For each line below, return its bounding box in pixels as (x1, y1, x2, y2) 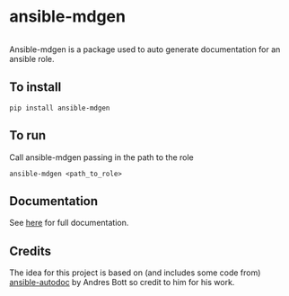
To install (9, 79, 62, 95)
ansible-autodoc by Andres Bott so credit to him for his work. (9, 277, 235, 288)
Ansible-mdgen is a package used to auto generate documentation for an (9, 43, 281, 55)
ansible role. (9, 53, 55, 64)
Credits (9, 243, 52, 258)
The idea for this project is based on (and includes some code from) (9, 267, 261, 278)
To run (9, 128, 47, 143)
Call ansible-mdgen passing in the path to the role (9, 151, 195, 163)
